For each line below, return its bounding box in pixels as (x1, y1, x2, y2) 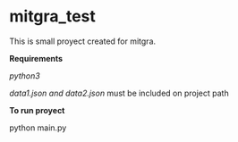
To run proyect (9, 104, 65, 115)
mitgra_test (9, 6, 97, 27)
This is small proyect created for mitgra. (9, 36, 157, 46)
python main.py (9, 122, 67, 133)
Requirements (9, 53, 64, 63)
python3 (9, 70, 40, 81)
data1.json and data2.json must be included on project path (9, 88, 230, 98)
